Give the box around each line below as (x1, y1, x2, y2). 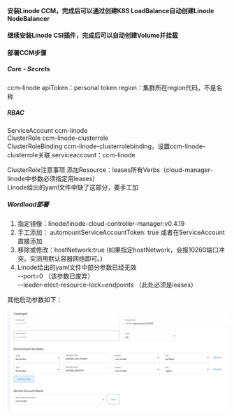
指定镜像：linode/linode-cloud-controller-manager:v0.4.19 (17, 219, 185, 227)
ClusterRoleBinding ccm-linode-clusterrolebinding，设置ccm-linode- (7, 142, 206, 150)
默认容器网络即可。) (47, 254, 103, 262)
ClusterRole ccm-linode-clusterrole (7, 134, 109, 142)
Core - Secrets (7, 65, 50, 73)
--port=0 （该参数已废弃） (17, 271, 94, 280)
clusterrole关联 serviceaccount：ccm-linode (7, 150, 136, 159)
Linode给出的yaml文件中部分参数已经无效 (17, 263, 137, 271)
